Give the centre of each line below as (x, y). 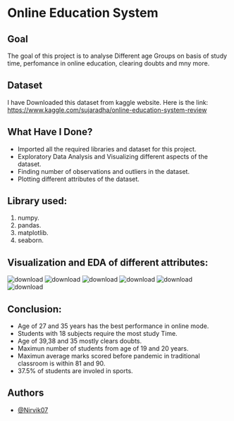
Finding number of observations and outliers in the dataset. (104, 171)
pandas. (29, 225)
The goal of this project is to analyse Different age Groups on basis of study (117, 56)
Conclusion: (35, 309)
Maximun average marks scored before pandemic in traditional (109, 356)
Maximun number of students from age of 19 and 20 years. (103, 348)
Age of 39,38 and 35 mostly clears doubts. (80, 341)
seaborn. (31, 240)
